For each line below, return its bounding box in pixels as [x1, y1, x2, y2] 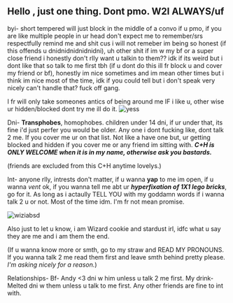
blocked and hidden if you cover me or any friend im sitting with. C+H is [7, 140, 215, 149]
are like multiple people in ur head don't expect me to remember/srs [7, 31, 203, 40]
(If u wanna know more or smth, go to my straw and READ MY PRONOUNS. [7, 245, 225, 254]
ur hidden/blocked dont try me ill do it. [7, 104, 118, 113]
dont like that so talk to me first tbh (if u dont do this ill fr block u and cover [7, 61, 223, 69]
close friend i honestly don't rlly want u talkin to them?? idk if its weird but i [7, 54, 223, 62]
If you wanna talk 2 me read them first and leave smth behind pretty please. [7, 253, 225, 261]
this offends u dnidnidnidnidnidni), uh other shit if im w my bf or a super [7, 46, 214, 55]
